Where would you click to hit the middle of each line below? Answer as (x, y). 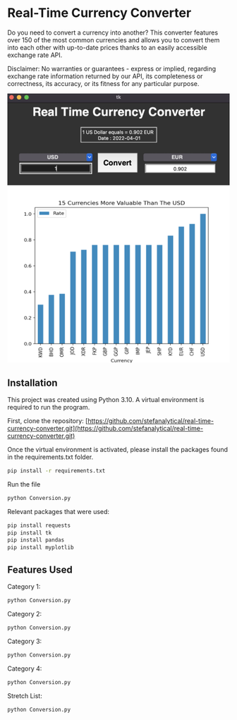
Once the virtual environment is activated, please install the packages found (117, 449)
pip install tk (30, 533)
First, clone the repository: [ (48, 420)
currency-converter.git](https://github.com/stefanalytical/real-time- (105, 428)
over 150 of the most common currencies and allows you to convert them (114, 39)
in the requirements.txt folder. (50, 457)
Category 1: (24, 586)
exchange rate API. (35, 55)
